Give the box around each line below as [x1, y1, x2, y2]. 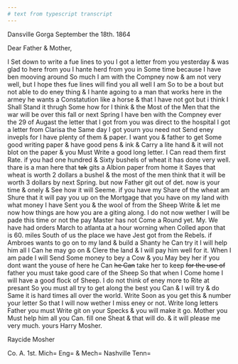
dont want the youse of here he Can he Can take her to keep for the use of [7, 260, 226, 270]
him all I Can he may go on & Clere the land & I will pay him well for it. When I [7, 246, 232, 254]
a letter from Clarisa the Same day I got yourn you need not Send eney [7, 125, 214, 133]
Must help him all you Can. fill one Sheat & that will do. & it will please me [7, 314, 221, 322]
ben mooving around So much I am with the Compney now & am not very [7, 72, 222, 81]
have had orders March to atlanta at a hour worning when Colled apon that [7, 223, 226, 231]
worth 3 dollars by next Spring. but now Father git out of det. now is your [7, 178, 220, 187]
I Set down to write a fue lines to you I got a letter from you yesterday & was [7, 57, 229, 66]
